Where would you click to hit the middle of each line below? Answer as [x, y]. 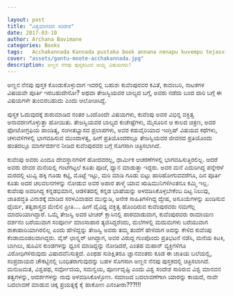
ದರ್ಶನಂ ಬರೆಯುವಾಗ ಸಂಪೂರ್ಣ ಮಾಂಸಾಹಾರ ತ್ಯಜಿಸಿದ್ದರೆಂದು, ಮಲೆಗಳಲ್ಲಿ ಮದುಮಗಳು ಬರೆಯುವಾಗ [107, 222]
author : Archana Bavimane [44, 39]
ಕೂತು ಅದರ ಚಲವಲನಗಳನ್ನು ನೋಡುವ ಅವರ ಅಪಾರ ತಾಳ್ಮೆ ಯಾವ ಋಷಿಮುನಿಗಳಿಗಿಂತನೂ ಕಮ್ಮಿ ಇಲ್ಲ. [108, 183]
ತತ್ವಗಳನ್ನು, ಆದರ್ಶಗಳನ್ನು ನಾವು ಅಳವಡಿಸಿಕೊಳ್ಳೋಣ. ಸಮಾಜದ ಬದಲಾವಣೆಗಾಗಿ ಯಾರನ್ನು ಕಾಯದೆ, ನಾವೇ [113, 277]
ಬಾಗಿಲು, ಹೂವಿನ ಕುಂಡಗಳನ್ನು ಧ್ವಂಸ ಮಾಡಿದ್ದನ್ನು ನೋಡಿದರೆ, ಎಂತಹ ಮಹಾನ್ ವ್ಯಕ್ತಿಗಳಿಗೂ [97, 245]
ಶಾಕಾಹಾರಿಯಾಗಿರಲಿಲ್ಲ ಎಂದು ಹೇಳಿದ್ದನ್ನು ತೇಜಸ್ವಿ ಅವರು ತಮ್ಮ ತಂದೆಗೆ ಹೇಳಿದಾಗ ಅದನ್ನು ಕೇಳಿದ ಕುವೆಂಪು [110, 229]
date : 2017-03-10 [32, 33]
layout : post [26, 19]
